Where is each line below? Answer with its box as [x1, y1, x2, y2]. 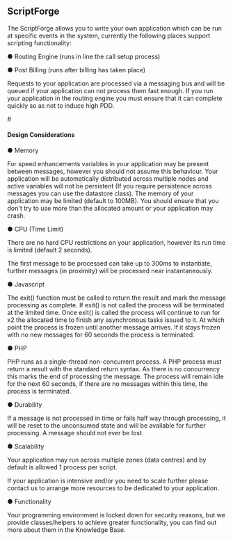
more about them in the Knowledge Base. [7, 526, 126, 534]
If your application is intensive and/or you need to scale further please [7, 476, 209, 485]
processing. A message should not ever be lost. [7, 429, 144, 437]
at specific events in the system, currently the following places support [7, 31, 211, 40]
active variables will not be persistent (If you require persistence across [7, 182, 212, 191]
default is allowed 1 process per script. [7, 463, 118, 471]
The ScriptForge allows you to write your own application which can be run [7, 24, 223, 32]
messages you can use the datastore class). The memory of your [7, 189, 194, 197]
